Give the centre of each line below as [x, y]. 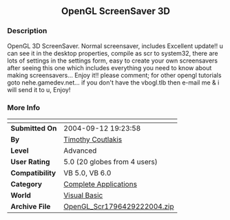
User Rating [30, 162]
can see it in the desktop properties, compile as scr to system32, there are [113, 53]
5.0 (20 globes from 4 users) [111, 162]
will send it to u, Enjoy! [39, 89]
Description [27, 31]
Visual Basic [83, 195]
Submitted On [34, 128]
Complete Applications [101, 184]
